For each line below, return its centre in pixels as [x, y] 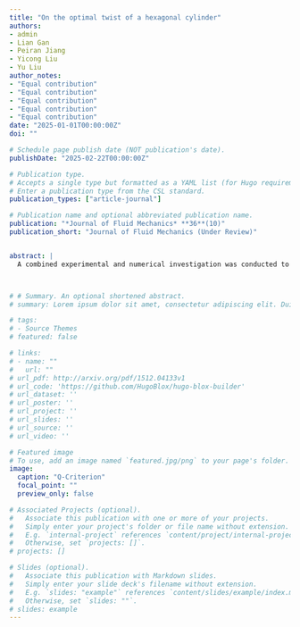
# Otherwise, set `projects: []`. [77, 543]
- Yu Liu [25, 68]
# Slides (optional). [50, 568]
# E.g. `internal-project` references [86, 535]
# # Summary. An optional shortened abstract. [97, 296]
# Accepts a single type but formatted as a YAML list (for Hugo [133, 183]
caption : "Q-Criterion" [61, 477]
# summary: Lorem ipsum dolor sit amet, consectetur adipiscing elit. [143, 305]
